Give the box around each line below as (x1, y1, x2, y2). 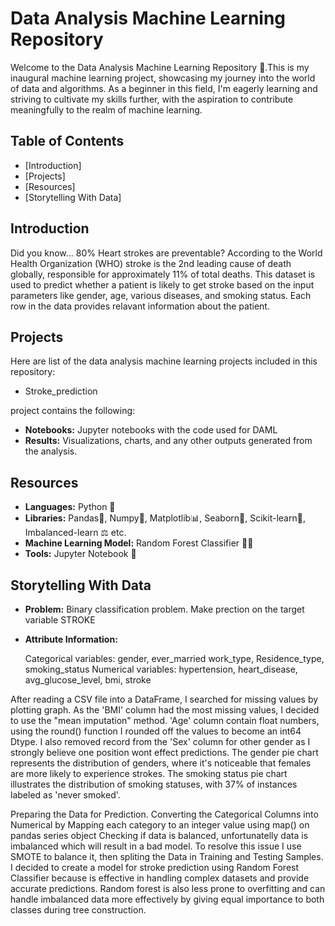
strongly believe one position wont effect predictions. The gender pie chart (10, 747, 319, 758)
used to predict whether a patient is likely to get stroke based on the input (10, 278, 315, 291)
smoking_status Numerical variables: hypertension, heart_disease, (24, 663, 298, 675)
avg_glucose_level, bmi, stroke (24, 674, 152, 686)
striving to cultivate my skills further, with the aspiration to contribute (10, 93, 294, 105)
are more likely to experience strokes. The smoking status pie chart (10, 768, 288, 779)
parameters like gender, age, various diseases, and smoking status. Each (10, 289, 312, 301)
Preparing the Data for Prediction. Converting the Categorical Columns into (10, 808, 319, 820)
